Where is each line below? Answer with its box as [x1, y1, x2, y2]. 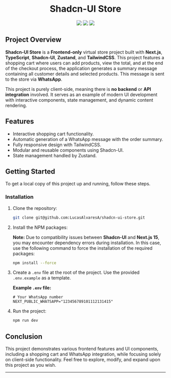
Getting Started [5, 167, 55, 176]
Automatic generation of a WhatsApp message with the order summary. [12, 136, 163, 142]
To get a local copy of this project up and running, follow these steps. [5, 181, 151, 187]
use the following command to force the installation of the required [12, 245, 153, 251]
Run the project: [12, 308, 47, 314]
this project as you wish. [5, 362, 56, 368]
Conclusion [5, 332, 43, 341]
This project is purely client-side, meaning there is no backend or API [5, 86, 151, 92]
